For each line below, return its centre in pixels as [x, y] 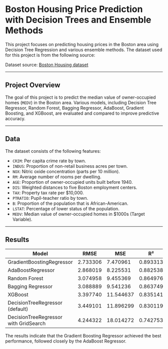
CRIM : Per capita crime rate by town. [49, 161]
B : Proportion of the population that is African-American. [70, 203]
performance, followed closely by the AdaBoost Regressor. [66, 341]
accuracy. [15, 118]
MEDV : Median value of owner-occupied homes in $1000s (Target [78, 214]
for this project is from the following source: [50, 55]
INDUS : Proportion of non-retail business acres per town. [70, 166]
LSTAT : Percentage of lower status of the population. [66, 208]
